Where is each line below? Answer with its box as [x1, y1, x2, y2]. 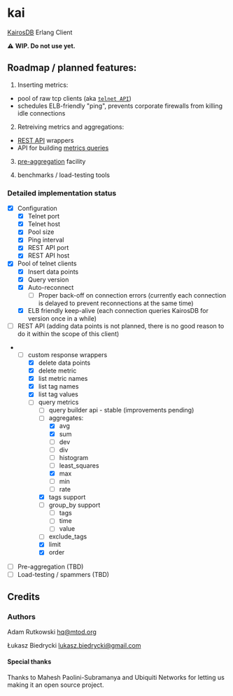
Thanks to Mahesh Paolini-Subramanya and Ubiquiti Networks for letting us [7, 673, 225, 681]
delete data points [38, 359, 91, 367]
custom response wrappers [27, 350, 108, 359]
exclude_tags [48, 532, 87, 541]
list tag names [38, 382, 79, 391]
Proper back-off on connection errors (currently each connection [38, 291, 226, 299]
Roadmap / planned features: [7, 62, 137, 74]
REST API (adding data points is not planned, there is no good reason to [17, 321, 225, 330]
